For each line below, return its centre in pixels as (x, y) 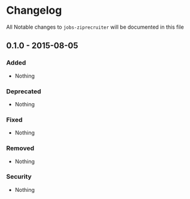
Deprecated (24, 91)
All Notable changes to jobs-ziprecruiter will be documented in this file (95, 27)
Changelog (34, 10)
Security (19, 177)
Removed (20, 148)
